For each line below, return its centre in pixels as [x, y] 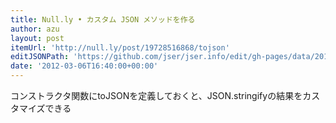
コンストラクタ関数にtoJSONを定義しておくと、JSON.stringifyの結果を [156, 95]
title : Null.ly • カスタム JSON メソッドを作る [103, 19]
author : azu [35, 29]
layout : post [37, 38]
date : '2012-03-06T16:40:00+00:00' [84, 66]
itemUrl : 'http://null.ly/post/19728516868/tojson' [120, 47]
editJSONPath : [40, 57]
